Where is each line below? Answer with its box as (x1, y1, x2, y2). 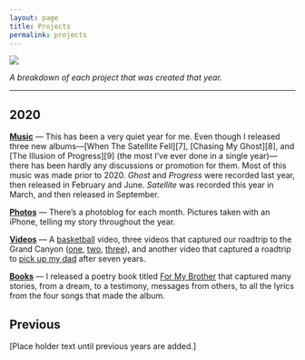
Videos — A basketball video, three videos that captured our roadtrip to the (9, 234, 292, 245)
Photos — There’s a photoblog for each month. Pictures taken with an (9, 206, 271, 218)
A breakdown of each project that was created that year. (9, 72, 222, 83)
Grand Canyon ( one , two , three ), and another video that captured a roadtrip (9, 244, 292, 255)
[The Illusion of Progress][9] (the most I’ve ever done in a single (9, 151, 248, 162)
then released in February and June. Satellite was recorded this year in (9, 179, 274, 191)
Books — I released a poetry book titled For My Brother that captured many (9, 271, 292, 282)
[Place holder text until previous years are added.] (9, 341, 197, 351)
